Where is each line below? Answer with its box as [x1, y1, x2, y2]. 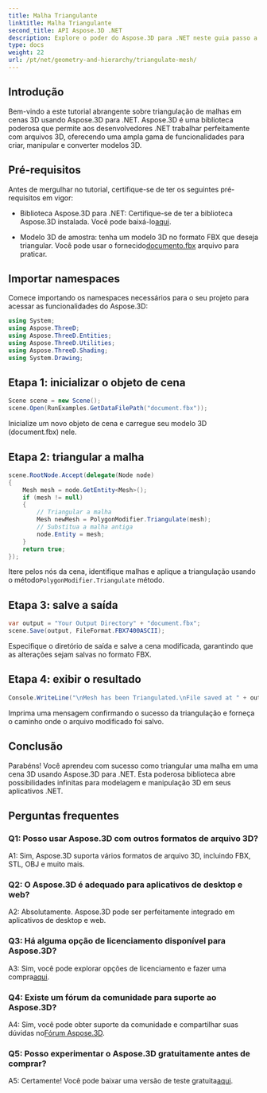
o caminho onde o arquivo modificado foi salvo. [8, 716, 164, 726]
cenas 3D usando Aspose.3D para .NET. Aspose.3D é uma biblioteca [8, 114, 234, 124]
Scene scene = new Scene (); [8, 397, 102, 405]
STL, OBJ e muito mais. [8, 859, 85, 869]
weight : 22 [8, 48, 44, 56]
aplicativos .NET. [8, 786, 64, 796]
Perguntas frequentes [8, 808, 119, 823]
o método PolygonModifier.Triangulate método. [8, 576, 165, 585]
